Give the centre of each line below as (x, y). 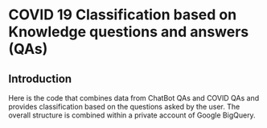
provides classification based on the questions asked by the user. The (124, 107)
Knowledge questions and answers (129, 32)
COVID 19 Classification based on (123, 15)
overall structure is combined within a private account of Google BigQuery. (132, 115)
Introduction (40, 78)
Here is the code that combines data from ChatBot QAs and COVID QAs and (134, 98)
